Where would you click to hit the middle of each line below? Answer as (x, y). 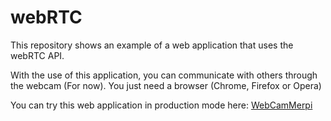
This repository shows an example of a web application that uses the (152, 45)
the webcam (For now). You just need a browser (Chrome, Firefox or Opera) (166, 85)
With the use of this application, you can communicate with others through (164, 75)
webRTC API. (37, 55)
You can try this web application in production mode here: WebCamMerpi (161, 105)
